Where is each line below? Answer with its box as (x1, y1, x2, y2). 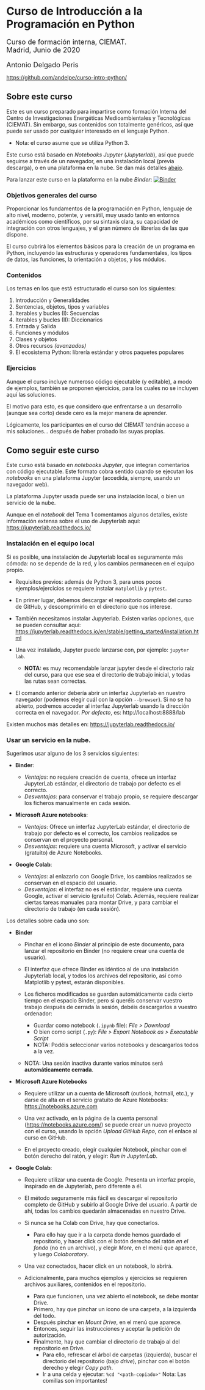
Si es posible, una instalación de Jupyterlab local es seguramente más (6, 553, 183, 561)
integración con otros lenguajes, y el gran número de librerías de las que (6, 224, 189, 232)
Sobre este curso (6, 92, 73, 102)
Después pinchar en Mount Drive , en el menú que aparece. (33, 1318, 182, 1326)
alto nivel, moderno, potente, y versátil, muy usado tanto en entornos (6, 211, 180, 219)
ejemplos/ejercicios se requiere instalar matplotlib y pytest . (15, 584, 167, 592)
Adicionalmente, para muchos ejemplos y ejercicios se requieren (24, 1274, 187, 1282)
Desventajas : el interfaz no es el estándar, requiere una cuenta (24, 886, 182, 893)
